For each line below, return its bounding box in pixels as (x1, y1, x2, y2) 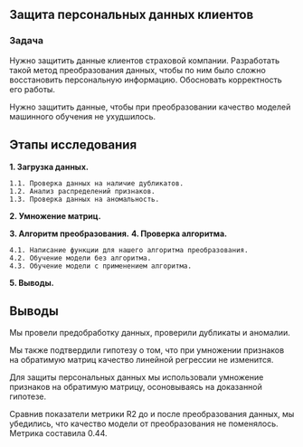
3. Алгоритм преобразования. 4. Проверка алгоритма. (9, 228, 228, 239)
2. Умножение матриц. (9, 210, 101, 221)
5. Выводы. (9, 277, 54, 288)
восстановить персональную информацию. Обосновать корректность (9, 74, 282, 85)
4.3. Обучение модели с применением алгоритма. (9, 262, 193, 271)
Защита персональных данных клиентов (9, 7, 254, 23)
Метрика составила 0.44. (9, 428, 108, 439)
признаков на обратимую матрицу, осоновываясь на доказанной (9, 382, 262, 393)
